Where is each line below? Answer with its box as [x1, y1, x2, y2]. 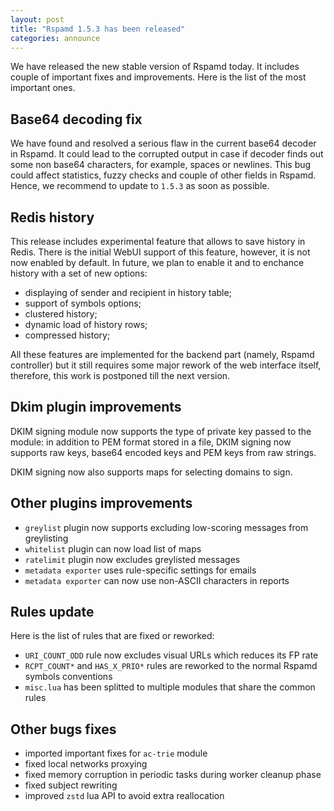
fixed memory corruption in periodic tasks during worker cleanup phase [24, 769, 322, 781]
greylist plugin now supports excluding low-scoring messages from [24, 521, 309, 533]
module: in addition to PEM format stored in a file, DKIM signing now [10, 436, 292, 448]
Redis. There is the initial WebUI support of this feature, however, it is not [10, 246, 311, 258]
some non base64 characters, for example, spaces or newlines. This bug [10, 159, 312, 171]
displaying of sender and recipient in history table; [24, 287, 232, 298]
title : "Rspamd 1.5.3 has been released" [10, 24, 186, 34]
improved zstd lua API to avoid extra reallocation [24, 790, 225, 802]
